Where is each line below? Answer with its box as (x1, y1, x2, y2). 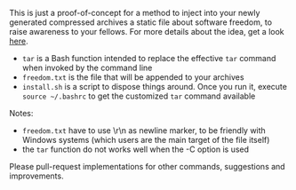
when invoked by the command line (21, 62, 153, 73)
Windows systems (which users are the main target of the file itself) (21, 135, 270, 145)
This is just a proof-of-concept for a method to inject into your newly (9, 8, 260, 18)
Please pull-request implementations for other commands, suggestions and (9, 162, 286, 171)
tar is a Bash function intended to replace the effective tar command (21, 53, 276, 63)
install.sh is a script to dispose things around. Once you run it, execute (21, 82, 287, 91)
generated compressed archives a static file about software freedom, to (9, 17, 273, 28)
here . (9, 36, 28, 46)
